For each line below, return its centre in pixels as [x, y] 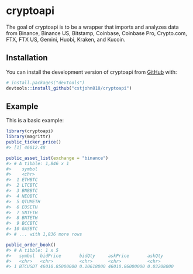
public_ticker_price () [34, 142]
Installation [27, 58]
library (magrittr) [28, 137]
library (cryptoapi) [30, 131]
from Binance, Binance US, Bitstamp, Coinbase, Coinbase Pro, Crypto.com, [96, 33]
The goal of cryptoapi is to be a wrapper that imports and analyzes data [93, 27]
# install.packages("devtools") [45, 83]
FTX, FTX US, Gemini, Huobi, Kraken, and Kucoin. [66, 39]
